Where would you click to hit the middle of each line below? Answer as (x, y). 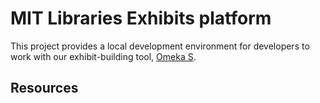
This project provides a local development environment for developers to (160, 46)
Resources (44, 88)
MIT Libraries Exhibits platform (141, 18)
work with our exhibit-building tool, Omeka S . (103, 56)
